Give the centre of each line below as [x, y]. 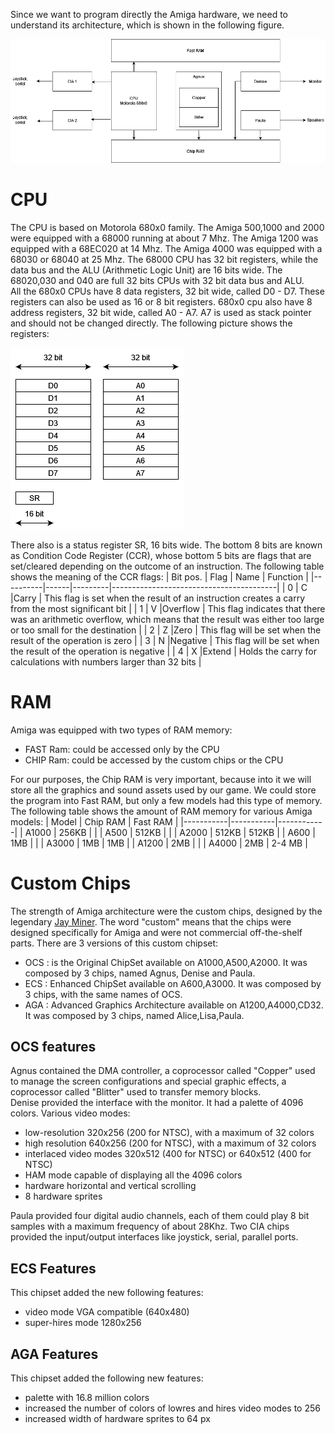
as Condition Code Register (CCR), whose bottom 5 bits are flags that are [161, 555]
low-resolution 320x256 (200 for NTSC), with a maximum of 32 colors [169, 1133]
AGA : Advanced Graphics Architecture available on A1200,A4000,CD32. [174, 1005]
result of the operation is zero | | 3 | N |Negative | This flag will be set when [165, 640]
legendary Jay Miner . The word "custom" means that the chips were [151, 921]
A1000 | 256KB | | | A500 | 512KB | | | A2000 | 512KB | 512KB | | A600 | [170, 832]
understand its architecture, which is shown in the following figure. [147, 25]
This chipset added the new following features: [107, 1293]
